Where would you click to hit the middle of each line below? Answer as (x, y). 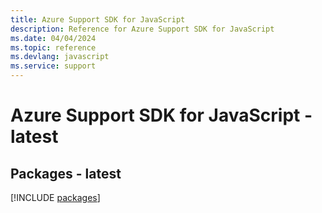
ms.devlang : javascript (60, 57)
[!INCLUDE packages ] (55, 197)
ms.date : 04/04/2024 (53, 38)
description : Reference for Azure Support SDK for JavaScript (142, 29)
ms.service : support (53, 66)
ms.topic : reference (53, 47)
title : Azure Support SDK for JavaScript (98, 19)
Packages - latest (66, 173)
